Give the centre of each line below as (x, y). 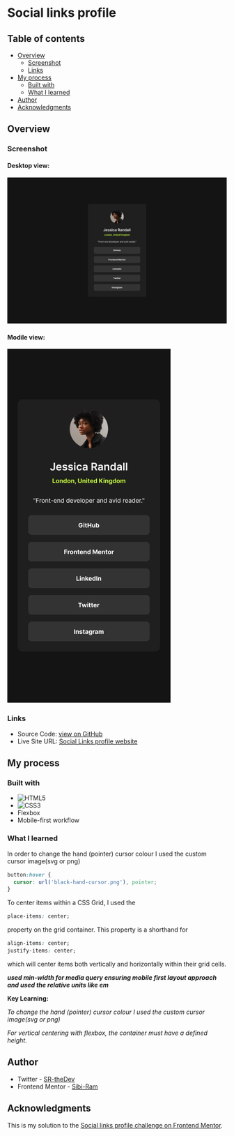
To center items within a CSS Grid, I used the (71, 903)
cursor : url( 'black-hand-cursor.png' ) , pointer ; (85, 882)
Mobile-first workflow (48, 820)
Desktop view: (29, 165)
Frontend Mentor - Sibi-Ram (58, 1086)
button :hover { (29, 874)
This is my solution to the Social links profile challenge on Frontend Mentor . (115, 1125)
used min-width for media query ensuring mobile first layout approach (112, 977)
